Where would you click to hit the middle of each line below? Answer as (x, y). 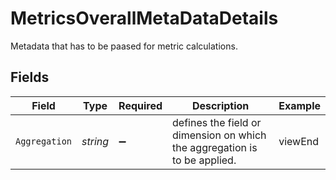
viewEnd (299, 141)
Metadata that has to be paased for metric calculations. (124, 46)
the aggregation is (215, 147)
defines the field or (217, 122)
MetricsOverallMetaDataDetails (144, 18)
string (95, 141)
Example (299, 105)
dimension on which (219, 135)
